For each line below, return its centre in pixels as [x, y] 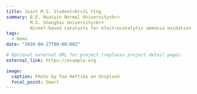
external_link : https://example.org [51, 60]
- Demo [19, 39]
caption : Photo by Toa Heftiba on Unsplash [65, 76]
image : [14, 71]
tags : [13, 33]
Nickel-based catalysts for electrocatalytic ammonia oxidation [111, 28]
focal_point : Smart [35, 82]
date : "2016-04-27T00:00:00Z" [43, 45]
